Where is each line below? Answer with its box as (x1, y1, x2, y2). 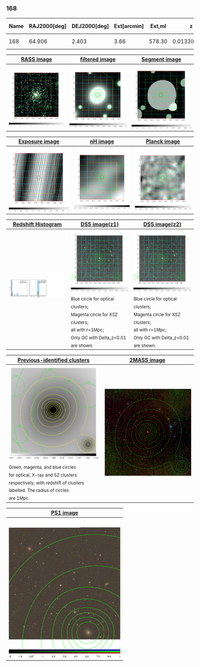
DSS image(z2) (143, 221, 182, 228)
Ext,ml (150, 23, 167, 30)
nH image (89, 138, 114, 145)
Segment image (141, 56, 182, 63)
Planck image (145, 138, 180, 145)
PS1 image (51, 509, 79, 517)
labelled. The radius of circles (8, 488, 70, 494)
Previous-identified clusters (17, 356, 90, 364)
